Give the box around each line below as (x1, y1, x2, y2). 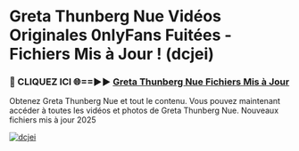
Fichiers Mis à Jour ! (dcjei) (9, 44, 214, 64)
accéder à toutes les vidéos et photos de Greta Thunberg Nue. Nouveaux (9, 105, 279, 116)
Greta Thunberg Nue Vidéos (9, 6, 221, 27)
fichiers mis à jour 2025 (9, 115, 96, 125)
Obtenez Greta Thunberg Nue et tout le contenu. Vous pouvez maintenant (9, 96, 281, 107)
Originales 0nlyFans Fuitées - (9, 25, 232, 45)
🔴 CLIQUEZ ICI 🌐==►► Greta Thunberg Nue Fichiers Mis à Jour (9, 75, 290, 88)
